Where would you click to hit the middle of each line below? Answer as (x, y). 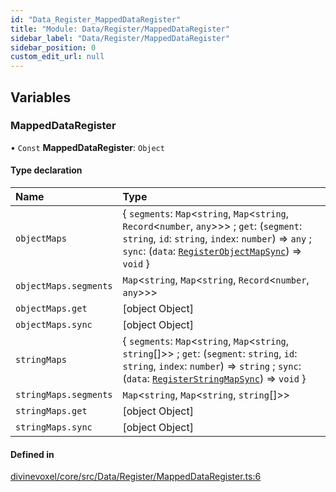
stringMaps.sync (54, 427)
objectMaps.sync (54, 325)
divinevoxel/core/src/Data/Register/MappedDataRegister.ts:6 (136, 477)
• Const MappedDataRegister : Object (87, 147)
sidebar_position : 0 (53, 47)
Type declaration (46, 170)
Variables (41, 97)
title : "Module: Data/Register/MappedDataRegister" (120, 29)
